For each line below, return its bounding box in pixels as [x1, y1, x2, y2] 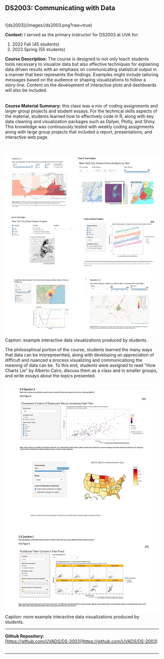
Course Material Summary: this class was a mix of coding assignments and [5, 103, 158, 108]
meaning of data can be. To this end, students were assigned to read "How [5, 362, 156, 368]
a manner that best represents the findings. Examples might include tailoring [5, 71, 159, 78]
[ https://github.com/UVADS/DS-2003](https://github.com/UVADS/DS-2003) [5, 638, 158, 644]
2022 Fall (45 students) [12, 41, 60, 47]
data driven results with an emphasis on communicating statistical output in [5, 66, 157, 72]
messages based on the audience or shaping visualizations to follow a [5, 77, 146, 82]
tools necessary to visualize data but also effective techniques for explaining [5, 61, 159, 67]
